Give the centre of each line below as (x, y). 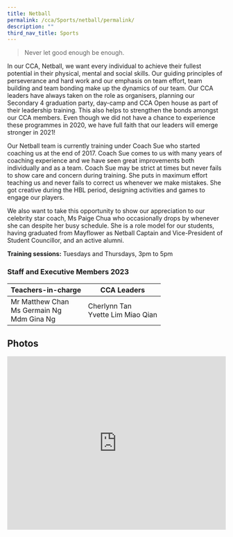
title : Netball (29, 14)
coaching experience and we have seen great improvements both (101, 161)
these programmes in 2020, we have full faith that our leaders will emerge (113, 125)
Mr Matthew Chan (40, 301)
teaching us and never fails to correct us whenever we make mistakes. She (114, 183)
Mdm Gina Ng (33, 318)
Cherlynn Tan (110, 306)
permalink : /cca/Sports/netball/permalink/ (71, 20)
